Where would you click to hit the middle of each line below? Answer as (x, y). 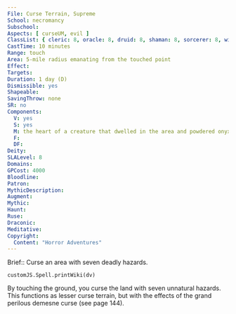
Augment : (20, 197)
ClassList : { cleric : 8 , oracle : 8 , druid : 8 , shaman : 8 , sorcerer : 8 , (114, 40)
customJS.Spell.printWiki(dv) (52, 275)
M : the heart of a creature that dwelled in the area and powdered (114, 131)
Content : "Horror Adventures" (58, 242)
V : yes (23, 118)
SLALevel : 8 (25, 158)
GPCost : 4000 (26, 170)
